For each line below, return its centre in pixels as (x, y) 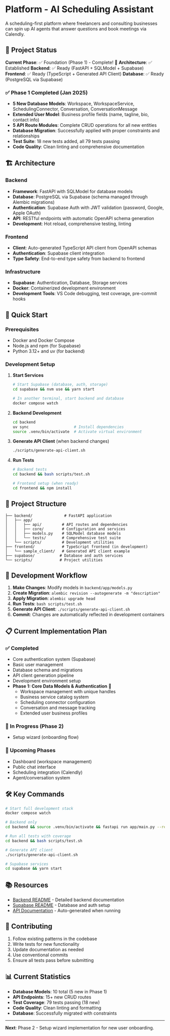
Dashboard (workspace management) (52, 761)
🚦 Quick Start (27, 315)
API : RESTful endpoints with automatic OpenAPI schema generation (83, 218)
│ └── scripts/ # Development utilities (60, 542)
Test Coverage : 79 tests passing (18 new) (56, 1002)
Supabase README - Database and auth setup (61, 905)
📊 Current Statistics (38, 977)
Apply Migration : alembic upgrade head (54, 598)
